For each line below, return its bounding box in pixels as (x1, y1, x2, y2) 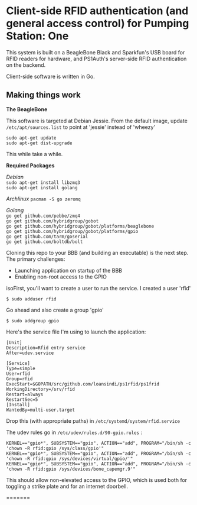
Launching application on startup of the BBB (14, 267, 123, 274)
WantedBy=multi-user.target (6, 407, 75, 413)
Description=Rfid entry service (6, 345, 86, 351)
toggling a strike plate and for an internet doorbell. (6, 483, 129, 490)
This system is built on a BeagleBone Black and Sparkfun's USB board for (6, 48, 185, 56)
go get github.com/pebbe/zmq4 (6, 213, 81, 219)
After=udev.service (6, 350, 54, 356)
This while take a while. (6, 150, 63, 157)
